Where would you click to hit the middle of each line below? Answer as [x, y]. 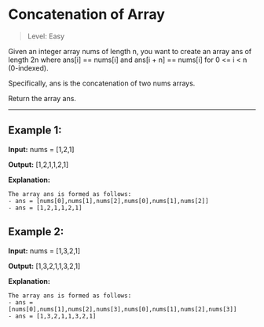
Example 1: [35, 131]
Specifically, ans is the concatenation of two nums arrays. [102, 83]
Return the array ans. [42, 98]
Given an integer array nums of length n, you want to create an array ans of [130, 51]
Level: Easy [46, 36]
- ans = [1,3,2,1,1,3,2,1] [52, 316]
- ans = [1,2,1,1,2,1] [45, 208]
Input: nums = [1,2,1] [41, 149]
